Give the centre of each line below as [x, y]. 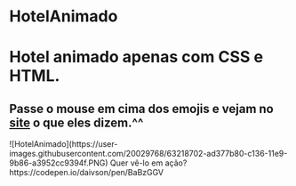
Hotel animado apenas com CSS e [136, 57]
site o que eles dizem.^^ [76, 122]
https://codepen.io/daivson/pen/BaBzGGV [87, 173]
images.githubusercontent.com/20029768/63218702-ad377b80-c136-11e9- [148, 154]
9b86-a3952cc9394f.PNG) [59, 163]
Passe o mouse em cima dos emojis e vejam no [141, 109]
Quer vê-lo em [136, 163]
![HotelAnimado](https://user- [64, 144]
